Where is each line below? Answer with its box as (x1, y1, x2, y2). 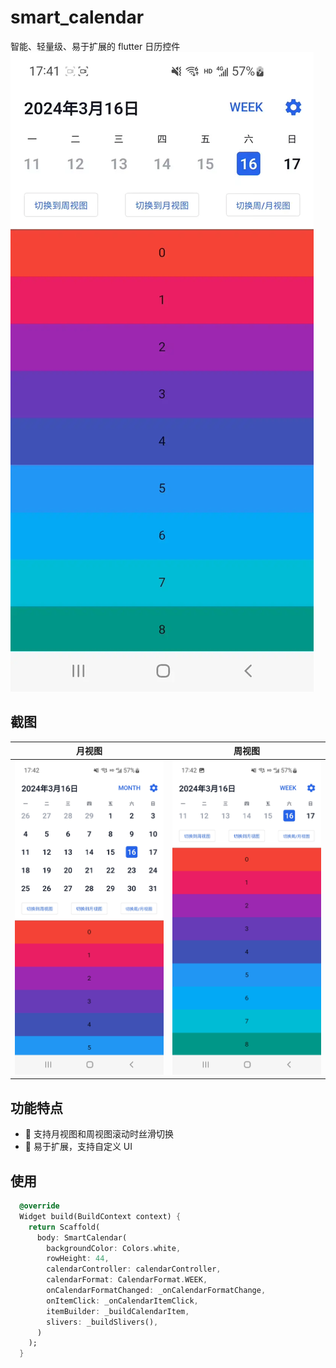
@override (19, 1201, 60, 1211)
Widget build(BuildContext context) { (19, 1211, 182, 1221)
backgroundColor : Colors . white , (46, 1243, 182, 1253)
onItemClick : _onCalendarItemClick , (46, 1296, 199, 1306)
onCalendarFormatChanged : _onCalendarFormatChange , (46, 1286, 267, 1296)
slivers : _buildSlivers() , (46, 1317, 159, 1327)
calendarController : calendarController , (46, 1264, 222, 1275)
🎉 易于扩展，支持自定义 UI (24, 1141, 133, 1153)
